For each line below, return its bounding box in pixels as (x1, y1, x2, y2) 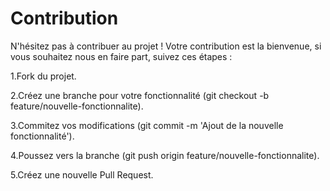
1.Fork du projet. (10, 70, 77, 82)
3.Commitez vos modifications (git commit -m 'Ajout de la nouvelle (10, 119, 284, 131)
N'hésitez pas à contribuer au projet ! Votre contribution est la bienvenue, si (10, 40, 322, 52)
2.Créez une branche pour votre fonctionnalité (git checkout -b (10, 89, 270, 101)
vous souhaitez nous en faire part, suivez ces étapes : (10, 50, 233, 62)
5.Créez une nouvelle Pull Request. (10, 168, 154, 181)
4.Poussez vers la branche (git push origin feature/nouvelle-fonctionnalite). (10, 149, 320, 161)
